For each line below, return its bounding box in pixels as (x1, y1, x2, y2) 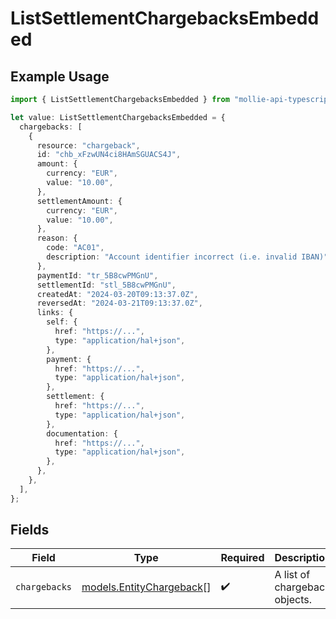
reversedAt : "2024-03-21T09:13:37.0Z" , (36, 298, 203, 309)
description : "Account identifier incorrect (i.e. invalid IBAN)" (46, 252, 329, 262)
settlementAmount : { (36, 196, 123, 206)
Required (220, 551, 265, 565)
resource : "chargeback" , (36, 140, 141, 151)
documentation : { (46, 428, 118, 439)
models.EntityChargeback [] (81, 580, 212, 594)
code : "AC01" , (46, 243, 105, 253)
